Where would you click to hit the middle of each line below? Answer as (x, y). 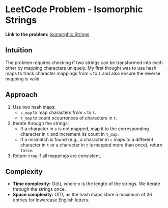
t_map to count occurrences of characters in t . (69, 117)
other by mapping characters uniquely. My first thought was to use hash (81, 68)
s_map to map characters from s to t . (58, 112)
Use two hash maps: (34, 107)
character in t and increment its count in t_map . (69, 134)
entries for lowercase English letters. (51, 200)
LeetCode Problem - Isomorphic (74, 9)
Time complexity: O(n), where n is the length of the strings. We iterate (86, 184)
